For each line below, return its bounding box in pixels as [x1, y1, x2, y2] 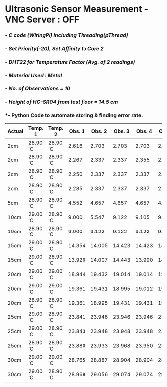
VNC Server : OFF [5, 14, 80, 25]
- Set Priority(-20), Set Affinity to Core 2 [5, 45, 104, 52]
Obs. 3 [113, 128, 130, 135]
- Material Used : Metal [5, 72, 62, 78]
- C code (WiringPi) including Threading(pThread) [5, 32, 128, 39]
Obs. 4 [136, 128, 153, 135]
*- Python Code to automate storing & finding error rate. [5, 112, 143, 119]
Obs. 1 [69, 128, 85, 135]
